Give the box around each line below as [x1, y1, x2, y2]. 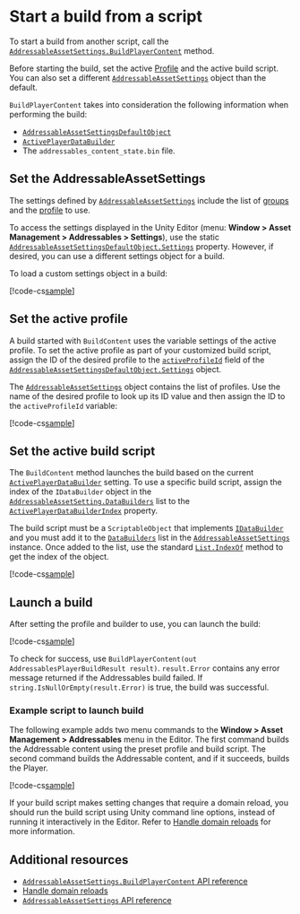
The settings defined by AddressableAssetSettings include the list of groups [9, 195, 289, 205]
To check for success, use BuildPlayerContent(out [9, 653, 197, 665]
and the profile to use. [9, 205, 91, 215]
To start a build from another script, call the [9, 36, 169, 47]
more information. [9, 826, 75, 837]
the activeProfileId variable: [9, 400, 118, 411]
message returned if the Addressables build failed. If [9, 673, 203, 683]
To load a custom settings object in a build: [9, 267, 168, 279]
